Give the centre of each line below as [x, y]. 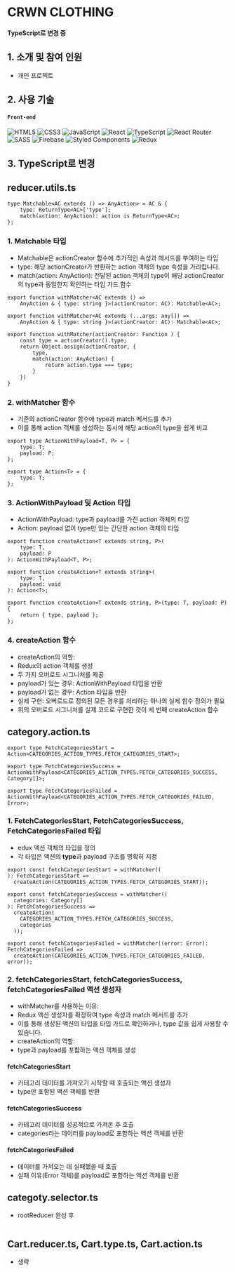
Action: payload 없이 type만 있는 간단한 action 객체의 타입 [98, 528]
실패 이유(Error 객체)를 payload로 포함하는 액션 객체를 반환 [98, 1175]
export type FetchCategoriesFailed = [62, 791]
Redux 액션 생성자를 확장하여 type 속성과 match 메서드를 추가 [102, 1015]
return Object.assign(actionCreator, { [78, 347]
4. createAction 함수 [41, 641]
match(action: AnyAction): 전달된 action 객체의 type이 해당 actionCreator [121, 275]
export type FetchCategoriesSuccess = [64, 766]
